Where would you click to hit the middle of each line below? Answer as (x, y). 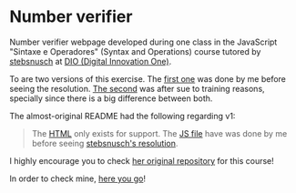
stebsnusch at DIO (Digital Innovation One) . (91, 61)
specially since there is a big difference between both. (111, 98)
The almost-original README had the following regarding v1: (122, 116)
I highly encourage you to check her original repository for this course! (142, 160)
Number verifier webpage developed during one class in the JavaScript (143, 42)
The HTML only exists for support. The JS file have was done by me (159, 133)
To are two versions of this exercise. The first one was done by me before (148, 78)
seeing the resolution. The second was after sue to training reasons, (138, 88)
